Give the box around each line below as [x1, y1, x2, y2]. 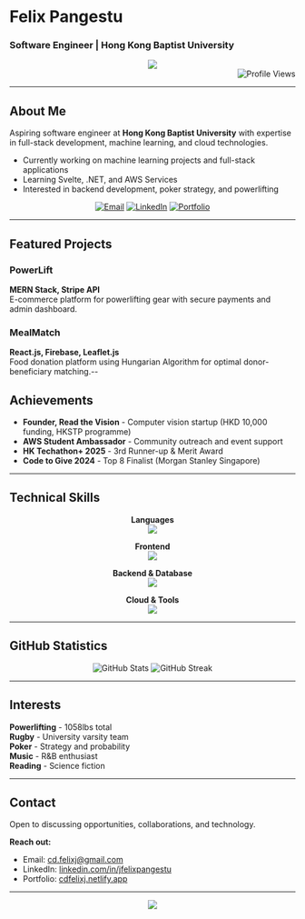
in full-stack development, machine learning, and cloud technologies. [9, 137, 269, 148]
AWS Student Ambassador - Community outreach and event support [22, 436, 283, 447]
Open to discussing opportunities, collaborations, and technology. [9, 819, 256, 830]
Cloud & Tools [125, 594, 180, 605]
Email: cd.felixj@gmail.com [22, 854, 124, 865]
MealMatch [9, 325, 61, 338]
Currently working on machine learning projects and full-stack [22, 155, 256, 165]
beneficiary [9, 366, 53, 377]
